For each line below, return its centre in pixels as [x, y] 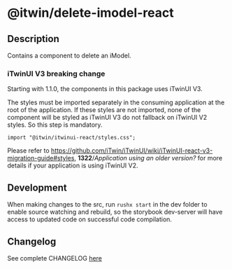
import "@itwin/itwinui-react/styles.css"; [72, 138]
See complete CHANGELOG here [55, 258]
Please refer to [29, 151]
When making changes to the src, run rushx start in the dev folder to [107, 205]
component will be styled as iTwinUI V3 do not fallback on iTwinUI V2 [107, 118]
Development [37, 187]
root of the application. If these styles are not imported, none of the [104, 110]
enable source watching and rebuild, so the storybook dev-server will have [115, 212]
